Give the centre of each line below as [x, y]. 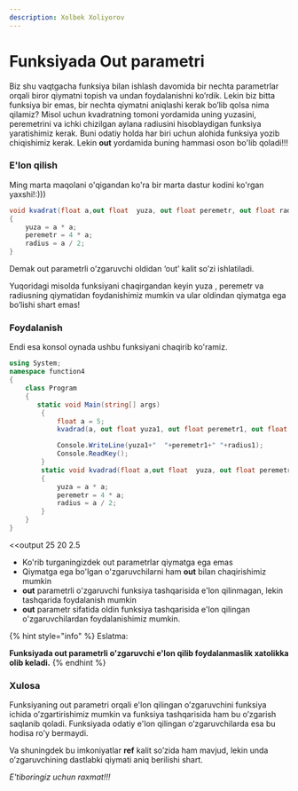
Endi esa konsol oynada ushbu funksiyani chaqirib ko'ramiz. [118, 347]
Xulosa [25, 685]
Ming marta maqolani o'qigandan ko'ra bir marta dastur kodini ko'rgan [137, 185]
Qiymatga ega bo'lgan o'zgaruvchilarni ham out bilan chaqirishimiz [144, 571]
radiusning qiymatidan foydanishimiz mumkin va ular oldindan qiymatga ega [148, 296]
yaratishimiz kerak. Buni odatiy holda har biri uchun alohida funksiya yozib [145, 133]
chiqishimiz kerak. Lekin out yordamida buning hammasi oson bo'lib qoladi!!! [149, 142]
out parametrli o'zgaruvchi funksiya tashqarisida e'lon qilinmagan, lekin [153, 590]
